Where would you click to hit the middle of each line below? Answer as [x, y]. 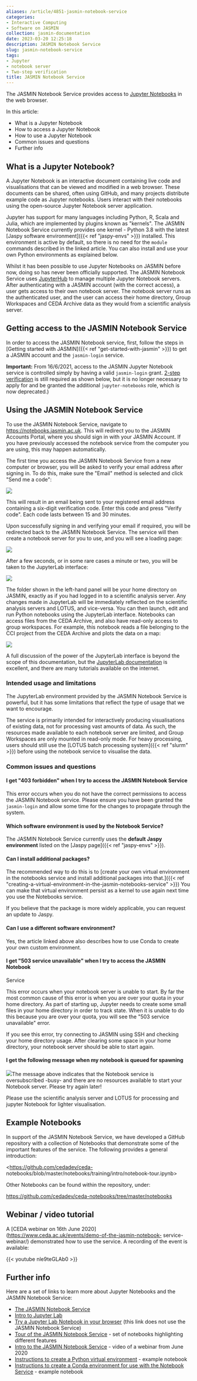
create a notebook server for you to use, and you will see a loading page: [94, 538]
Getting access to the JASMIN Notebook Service [96, 328]
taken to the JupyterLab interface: [47, 567]
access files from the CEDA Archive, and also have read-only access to [92, 620]
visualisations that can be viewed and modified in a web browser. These [93, 187]
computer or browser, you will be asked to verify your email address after [94, 467]
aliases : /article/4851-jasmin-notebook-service [67, 11]
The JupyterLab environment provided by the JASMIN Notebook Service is [96, 696]
